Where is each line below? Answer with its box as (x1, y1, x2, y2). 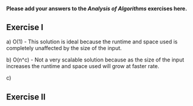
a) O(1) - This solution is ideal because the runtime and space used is (6, 38, 178, 45)
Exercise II (6, 92, 46, 102)
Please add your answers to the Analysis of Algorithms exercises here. (6, 5, 188, 12)
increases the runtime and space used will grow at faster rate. (6, 63, 159, 70)
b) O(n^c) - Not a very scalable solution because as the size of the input (6, 56, 185, 63)
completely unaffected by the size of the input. (6, 45, 122, 52)
